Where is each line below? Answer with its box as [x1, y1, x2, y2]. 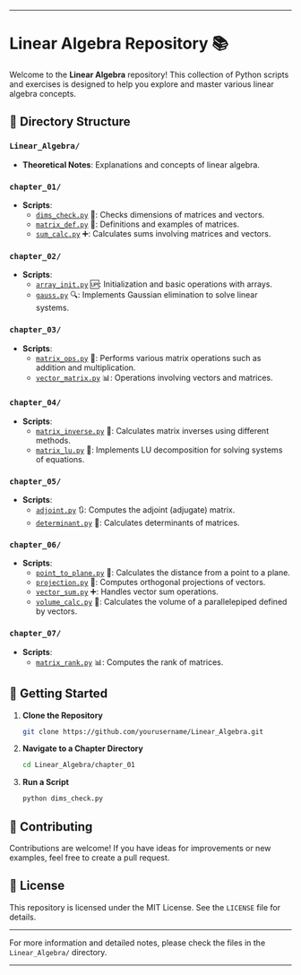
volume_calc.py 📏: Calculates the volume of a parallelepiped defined [35, 597, 288, 608]
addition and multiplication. [35, 362, 136, 373]
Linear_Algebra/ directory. [9, 946, 107, 957]
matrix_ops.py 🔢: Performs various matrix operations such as [35, 352, 262, 363]
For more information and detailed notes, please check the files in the [9, 937, 266, 948]
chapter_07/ [9, 628, 62, 639]
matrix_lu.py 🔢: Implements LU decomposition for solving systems [35, 444, 283, 455]
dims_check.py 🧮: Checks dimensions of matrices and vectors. [35, 209, 265, 220]
